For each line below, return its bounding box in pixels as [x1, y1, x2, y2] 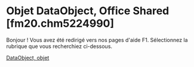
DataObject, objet [6, 54, 50, 61]
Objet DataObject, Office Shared [6, 4, 170, 18]
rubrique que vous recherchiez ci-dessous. [6, 43, 112, 50]
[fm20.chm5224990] [6, 17, 115, 30]
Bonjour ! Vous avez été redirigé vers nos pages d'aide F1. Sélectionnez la [6, 36, 188, 43]
